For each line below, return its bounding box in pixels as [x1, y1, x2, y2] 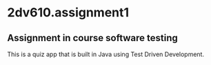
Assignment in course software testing [7, 32, 178, 44]
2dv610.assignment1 [7, 5, 130, 21]
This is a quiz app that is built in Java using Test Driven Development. [7, 50, 205, 58]
